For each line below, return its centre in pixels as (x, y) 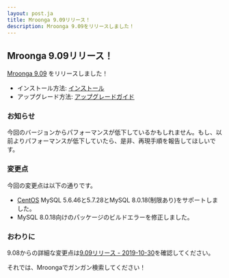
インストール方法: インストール (60, 88)
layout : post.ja (30, 13)
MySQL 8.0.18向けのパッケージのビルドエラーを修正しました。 (105, 217)
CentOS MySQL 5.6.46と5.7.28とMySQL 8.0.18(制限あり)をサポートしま (118, 200)
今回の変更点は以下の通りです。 (52, 185)
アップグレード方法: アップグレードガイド (76, 97)
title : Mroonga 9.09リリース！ (49, 20)
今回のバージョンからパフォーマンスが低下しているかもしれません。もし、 (112, 132)
